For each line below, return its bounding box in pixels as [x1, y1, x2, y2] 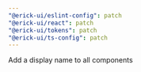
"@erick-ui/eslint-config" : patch [8, 11, 123, 20]
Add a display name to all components [8, 55, 133, 65]
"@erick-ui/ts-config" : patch [8, 33, 109, 42]
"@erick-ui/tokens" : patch [8, 26, 97, 34]
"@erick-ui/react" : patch [8, 19, 93, 27]
